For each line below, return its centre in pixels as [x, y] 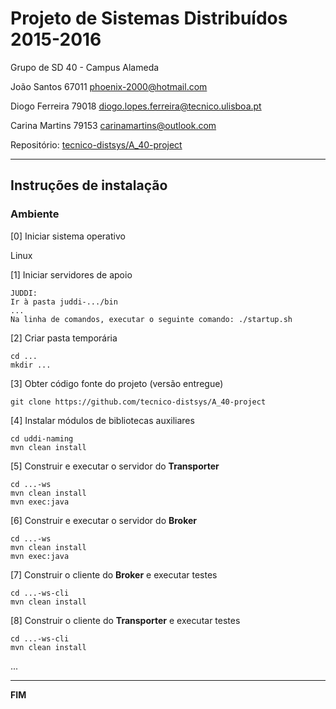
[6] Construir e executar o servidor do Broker [104, 520]
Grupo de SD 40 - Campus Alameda [85, 67]
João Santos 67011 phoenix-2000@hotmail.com [109, 86]
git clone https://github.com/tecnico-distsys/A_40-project [138, 402]
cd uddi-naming [42, 438]
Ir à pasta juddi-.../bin [64, 302]
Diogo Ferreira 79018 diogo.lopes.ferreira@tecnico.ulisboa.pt [136, 106]
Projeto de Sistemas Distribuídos [149, 18]
